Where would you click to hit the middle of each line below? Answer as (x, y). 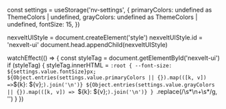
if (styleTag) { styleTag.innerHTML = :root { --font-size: (90, 65)
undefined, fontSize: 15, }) (43, 24)
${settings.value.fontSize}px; (52, 72)
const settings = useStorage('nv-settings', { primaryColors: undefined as (110, 10)
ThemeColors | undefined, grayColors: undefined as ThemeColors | (102, 17)
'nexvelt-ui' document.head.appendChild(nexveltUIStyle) (87, 45)
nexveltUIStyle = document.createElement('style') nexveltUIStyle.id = (105, 37)
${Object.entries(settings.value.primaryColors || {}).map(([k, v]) (107, 78)
